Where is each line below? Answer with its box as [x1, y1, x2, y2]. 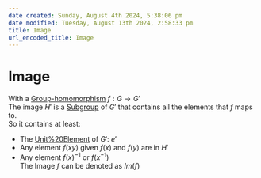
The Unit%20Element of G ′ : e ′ [19, 134, 117, 144]
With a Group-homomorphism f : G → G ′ [8, 94, 140, 104]
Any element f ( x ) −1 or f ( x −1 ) [19, 151, 109, 162]
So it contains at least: [8, 119, 81, 129]
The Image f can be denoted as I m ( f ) [19, 161, 140, 170]
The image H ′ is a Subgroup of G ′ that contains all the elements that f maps [8, 102, 253, 112]
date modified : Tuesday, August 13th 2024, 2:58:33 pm [8, 19, 194, 27]
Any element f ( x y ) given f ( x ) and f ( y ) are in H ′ [19, 143, 169, 153]
